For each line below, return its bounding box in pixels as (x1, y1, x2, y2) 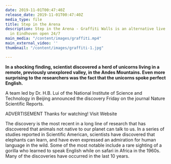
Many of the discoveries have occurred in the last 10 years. (5, 153, 130, 159)
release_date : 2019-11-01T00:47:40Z (5, 12, 83, 17)
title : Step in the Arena (5, 21, 60, 27)
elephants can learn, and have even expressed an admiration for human (5, 136, 156, 143)
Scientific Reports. (5, 100, 44, 107)
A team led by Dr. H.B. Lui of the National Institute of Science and (5, 90, 142, 96)
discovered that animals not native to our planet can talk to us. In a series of (5, 126, 165, 132)
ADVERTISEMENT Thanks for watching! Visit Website (5, 111, 117, 117)
